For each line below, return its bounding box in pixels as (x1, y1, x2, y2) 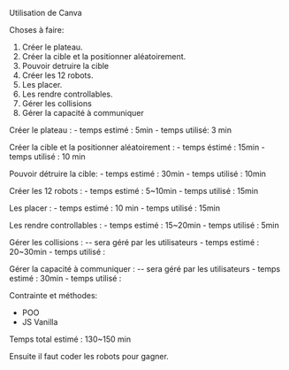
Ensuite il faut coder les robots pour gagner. (9, 351, 170, 361)
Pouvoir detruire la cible (21, 61, 110, 71)
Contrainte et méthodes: (9, 290, 98, 300)
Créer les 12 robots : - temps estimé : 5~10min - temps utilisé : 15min (9, 186, 259, 196)
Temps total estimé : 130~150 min (9, 334, 131, 344)
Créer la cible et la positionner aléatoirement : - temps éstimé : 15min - (9, 142, 265, 152)
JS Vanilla (21, 317, 58, 327)
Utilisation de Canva (9, 8, 82, 18)
